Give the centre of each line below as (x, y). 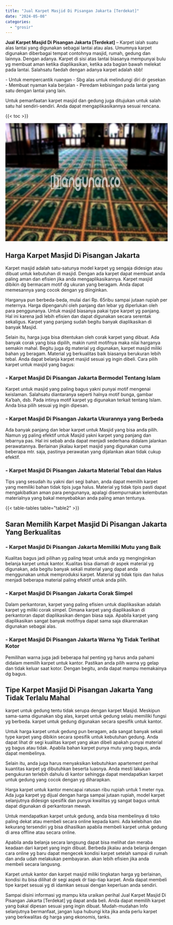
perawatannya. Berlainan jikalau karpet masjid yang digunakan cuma (78, 446)
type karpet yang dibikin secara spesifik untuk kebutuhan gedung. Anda (82, 737)
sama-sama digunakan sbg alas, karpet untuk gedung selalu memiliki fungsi (86, 716)
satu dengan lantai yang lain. (36, 91)
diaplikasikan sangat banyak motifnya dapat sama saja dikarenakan (77, 621)
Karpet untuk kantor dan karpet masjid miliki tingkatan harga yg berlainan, (84, 874)
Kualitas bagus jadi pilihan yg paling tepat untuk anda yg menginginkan (81, 558)
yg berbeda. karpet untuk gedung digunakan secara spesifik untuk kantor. (84, 721)
